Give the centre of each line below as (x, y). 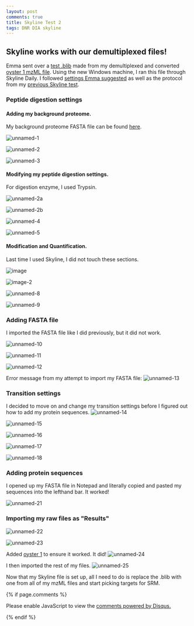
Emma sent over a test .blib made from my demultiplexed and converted (93, 66)
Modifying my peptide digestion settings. (57, 174)
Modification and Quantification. (46, 246)
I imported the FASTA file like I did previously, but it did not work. (84, 333)
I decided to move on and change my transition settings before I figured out (97, 406)
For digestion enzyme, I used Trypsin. (51, 187)
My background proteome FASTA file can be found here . (74, 127)
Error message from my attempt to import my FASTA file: (74, 378)
